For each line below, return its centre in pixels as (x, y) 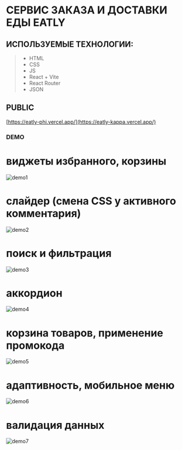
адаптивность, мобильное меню (90, 385)
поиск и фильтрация (59, 253)
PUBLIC (20, 108)
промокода (35, 345)
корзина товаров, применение (85, 333)
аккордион (34, 293)
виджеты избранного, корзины (86, 161)
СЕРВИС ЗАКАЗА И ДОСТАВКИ (87, 10)
